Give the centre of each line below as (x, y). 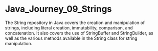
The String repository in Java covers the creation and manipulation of (75, 23)
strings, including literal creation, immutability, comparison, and (69, 27)
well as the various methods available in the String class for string (71, 38)
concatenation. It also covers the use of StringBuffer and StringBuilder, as (79, 33)
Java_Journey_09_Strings (58, 9)
